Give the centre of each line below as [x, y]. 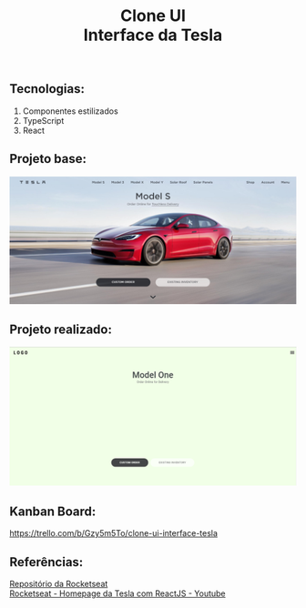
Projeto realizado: [61, 330]
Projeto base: [48, 159]
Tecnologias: [47, 89]
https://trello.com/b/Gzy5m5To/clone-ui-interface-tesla [114, 533]
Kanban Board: [53, 511]
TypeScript [43, 120]
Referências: [46, 562]
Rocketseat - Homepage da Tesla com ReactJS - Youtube [117, 593]
